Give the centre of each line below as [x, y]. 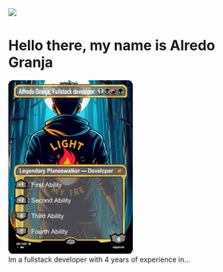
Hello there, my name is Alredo [112, 46]
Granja [31, 62]
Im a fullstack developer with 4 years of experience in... [100, 259]
